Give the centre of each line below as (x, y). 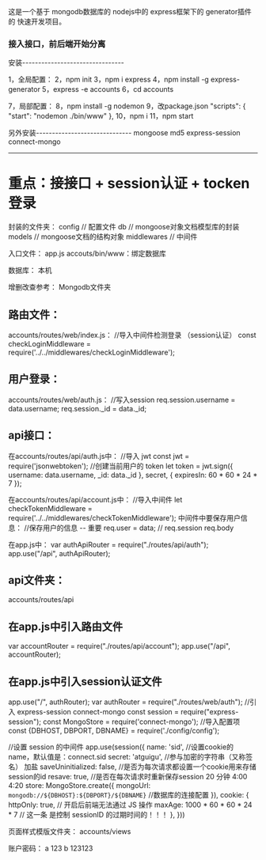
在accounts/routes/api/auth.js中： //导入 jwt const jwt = (99, 456)
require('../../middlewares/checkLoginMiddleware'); (92, 352)
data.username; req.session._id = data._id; (78, 408)
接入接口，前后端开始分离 (57, 44)
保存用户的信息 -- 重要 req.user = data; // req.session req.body (131, 528)
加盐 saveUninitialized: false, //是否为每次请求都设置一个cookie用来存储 (140, 767)
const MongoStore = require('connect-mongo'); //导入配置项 (142, 722)
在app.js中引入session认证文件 (85, 682)
